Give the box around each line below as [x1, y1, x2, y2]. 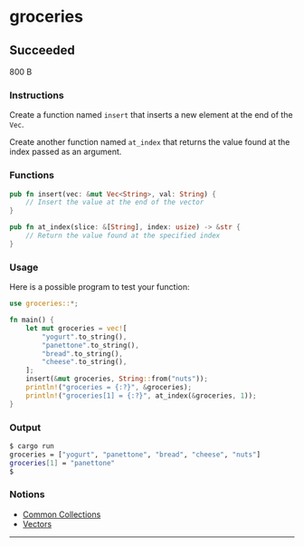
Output [9, 421, 42, 434]
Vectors [22, 518, 52, 529]
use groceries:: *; [9, 299, 79, 309]
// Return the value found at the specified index [25, 231, 221, 241]
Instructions [9, 89, 65, 101]
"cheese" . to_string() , [42, 358, 128, 367]
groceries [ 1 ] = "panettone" [9, 458, 116, 467]
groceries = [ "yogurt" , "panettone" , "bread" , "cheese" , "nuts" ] [9, 450, 261, 459]
